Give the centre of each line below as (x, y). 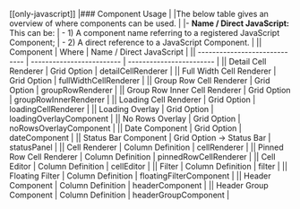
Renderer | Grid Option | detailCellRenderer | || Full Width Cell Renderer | (143, 71)
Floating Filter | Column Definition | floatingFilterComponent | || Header (140, 176)
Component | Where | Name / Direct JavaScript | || (103, 52)
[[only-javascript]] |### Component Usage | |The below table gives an (139, 14)
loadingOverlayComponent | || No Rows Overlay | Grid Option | (125, 118)
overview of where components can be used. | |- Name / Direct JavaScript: (149, 23)
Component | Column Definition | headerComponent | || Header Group (139, 185)
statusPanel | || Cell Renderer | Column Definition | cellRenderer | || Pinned (146, 147)
